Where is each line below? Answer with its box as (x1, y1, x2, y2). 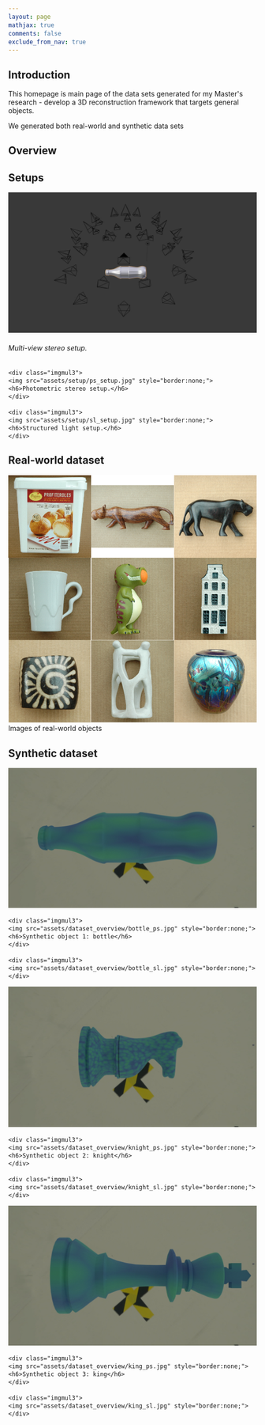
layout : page (8, 13, 51, 21)
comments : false (8, 29, 62, 37)
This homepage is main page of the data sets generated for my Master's (8, 89, 243, 99)
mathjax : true (8, 21, 55, 29)
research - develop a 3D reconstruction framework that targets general (8, 97, 239, 107)
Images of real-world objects (8, 724, 103, 733)
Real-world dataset (8, 453, 105, 467)
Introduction (8, 68, 71, 81)
